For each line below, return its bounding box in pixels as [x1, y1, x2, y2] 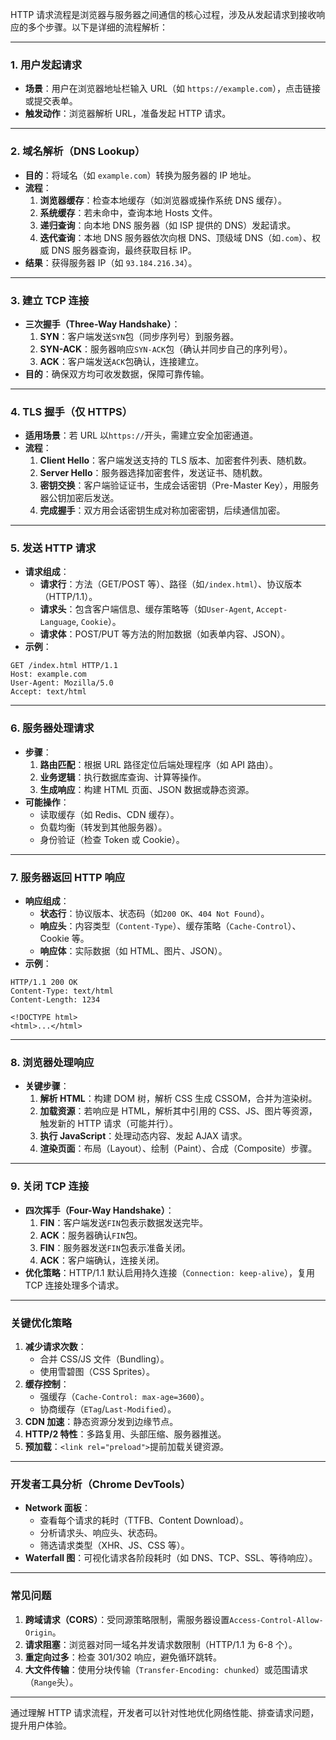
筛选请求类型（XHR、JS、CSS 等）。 [39, 1539, 190, 1552]
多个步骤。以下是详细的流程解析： [27, 21, 168, 33]
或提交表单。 [24, 95, 78, 107]
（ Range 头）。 [24, 1676, 79, 1688]
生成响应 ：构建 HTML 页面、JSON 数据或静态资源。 [39, 783, 255, 795]
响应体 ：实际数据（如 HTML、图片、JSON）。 [39, 945, 228, 957]
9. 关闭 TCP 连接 [10, 1179, 90, 1193]
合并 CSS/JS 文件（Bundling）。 [39, 1353, 170, 1365]
